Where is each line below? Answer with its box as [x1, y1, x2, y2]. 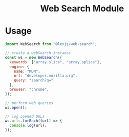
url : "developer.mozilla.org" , [14, 73, 78, 79]
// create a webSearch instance [5, 51, 71, 55]
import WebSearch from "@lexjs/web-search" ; [5, 42, 97, 47]
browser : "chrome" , [9, 87, 49, 92]
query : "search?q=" [14, 78, 54, 83]
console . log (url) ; [9, 123, 47, 128]
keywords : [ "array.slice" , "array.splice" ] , [9, 59, 102, 64]
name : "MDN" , [14, 69, 41, 74]
